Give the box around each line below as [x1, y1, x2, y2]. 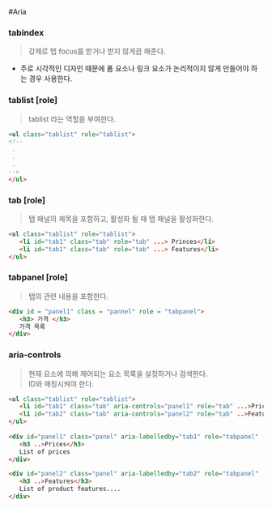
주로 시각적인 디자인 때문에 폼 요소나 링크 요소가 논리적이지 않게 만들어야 [19, 64, 249, 74]
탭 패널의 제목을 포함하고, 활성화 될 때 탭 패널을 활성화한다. [28, 214, 215, 224]
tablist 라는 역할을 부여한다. [28, 113, 116, 124]
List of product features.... [19, 485, 121, 493]
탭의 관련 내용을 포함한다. [28, 291, 109, 301]
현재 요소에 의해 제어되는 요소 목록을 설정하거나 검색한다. [28, 369, 208, 378]
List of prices [19, 447, 70, 456]
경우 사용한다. [28, 74, 73, 83]
